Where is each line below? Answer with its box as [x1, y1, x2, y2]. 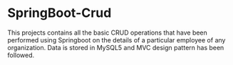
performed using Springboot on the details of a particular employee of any [7, 35, 226, 44]
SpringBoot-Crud [7, 5, 112, 21]
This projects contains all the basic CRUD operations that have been [7, 28, 208, 37]
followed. [7, 51, 35, 59]
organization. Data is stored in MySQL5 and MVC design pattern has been [7, 43, 224, 52]
